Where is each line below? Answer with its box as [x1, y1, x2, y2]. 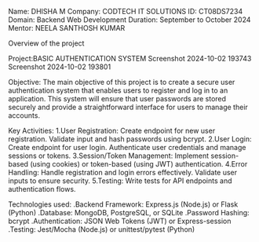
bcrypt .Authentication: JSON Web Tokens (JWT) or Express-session [8, 216, 232, 225]
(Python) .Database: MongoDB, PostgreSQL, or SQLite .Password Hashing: [8, 208, 250, 217]
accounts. [8, 111, 41, 120]
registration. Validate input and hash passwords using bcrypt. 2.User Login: [8, 134, 253, 144]
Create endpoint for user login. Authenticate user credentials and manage [8, 143, 246, 152]
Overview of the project [8, 38, 85, 48]
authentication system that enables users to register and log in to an [8, 86, 228, 95]
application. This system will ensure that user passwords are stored [8, 94, 226, 103]
